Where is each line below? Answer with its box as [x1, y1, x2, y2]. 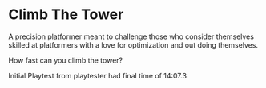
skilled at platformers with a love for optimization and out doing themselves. [8, 40, 259, 49]
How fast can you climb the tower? [8, 55, 123, 65]
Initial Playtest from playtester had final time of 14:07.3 [8, 71, 187, 80]
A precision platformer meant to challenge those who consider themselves [8, 32, 255, 41]
